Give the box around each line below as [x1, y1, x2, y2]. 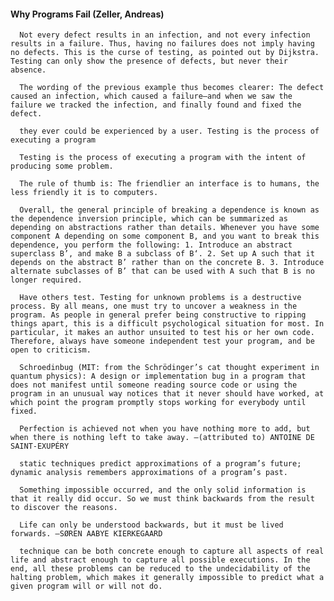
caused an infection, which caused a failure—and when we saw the [10, 91, 293, 102]
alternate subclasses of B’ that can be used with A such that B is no [10, 266, 315, 277]
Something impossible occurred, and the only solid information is [19, 485, 307, 495]
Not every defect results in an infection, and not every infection [19, 30, 311, 40]
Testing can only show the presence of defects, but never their [10, 56, 288, 67]
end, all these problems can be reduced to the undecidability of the [10, 564, 311, 574]
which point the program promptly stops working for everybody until [10, 398, 307, 408]
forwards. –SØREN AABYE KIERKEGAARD [10, 529, 163, 539]
